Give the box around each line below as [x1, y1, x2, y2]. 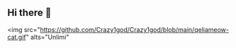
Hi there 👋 [7, 7, 52, 19]
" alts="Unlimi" [26, 33, 69, 41]
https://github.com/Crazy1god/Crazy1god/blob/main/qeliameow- [40, 25, 229, 33]
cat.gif [7, 33, 26, 41]
